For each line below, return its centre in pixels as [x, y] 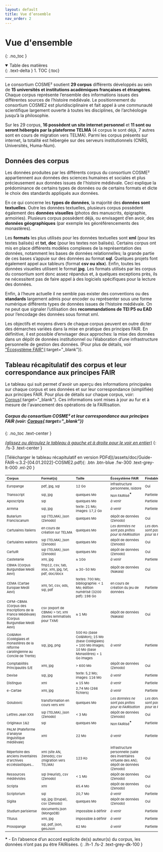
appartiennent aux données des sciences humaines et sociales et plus [75, 178]
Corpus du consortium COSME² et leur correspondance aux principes [77, 416]
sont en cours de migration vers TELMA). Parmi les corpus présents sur [77, 135]
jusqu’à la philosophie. [27, 116]
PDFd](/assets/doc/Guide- [126, 457]
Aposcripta [15, 501]
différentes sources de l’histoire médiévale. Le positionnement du [70, 100]
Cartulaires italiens [21, 530]
